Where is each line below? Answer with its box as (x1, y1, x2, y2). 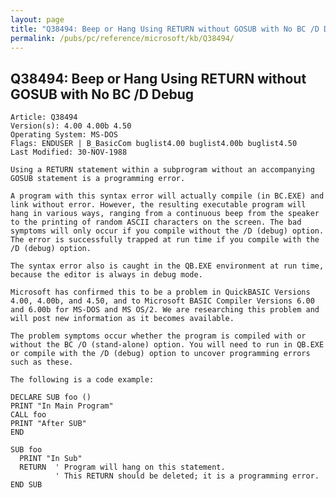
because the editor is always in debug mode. (10, 270, 203, 280)
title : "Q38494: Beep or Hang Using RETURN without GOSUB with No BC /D (10, 24, 320, 34)
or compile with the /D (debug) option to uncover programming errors (10, 349, 311, 359)
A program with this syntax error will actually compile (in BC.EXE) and (10, 191, 325, 201)
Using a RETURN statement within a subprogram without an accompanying (10, 165, 315, 175)
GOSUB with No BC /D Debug (10, 86, 195, 103)
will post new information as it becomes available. (10, 314, 235, 324)
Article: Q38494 (10, 112, 78, 123)
